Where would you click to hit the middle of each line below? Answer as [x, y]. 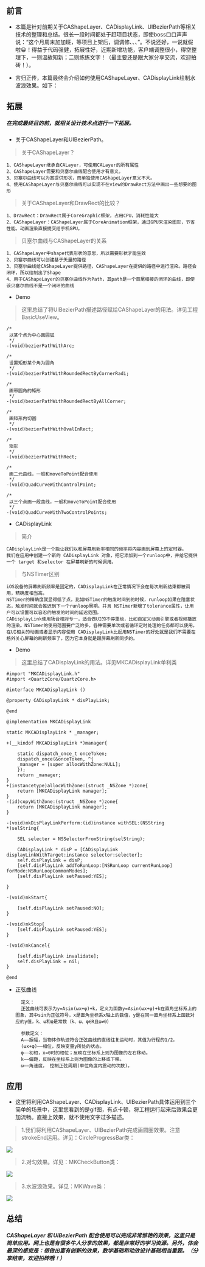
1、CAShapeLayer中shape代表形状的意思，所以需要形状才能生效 [76, 254]
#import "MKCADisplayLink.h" [43, 674]
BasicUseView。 [42, 317]
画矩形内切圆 [23, 419]
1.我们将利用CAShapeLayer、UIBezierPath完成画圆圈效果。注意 [101, 1130]
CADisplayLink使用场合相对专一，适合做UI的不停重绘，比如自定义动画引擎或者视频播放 [101, 619]
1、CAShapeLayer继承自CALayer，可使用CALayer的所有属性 [72, 165]
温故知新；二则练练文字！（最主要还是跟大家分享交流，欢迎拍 [119, 57]
